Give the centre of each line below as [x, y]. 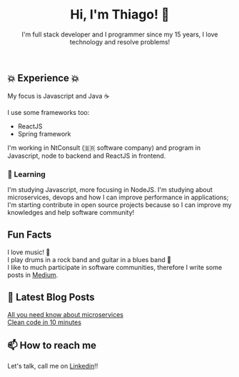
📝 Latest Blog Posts [51, 297]
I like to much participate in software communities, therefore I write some [115, 267]
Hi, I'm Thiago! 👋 [120, 15]
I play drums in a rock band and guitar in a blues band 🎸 [89, 259]
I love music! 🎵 [29, 252]
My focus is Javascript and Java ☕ [59, 96]
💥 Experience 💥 [44, 78]
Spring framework [44, 134]
